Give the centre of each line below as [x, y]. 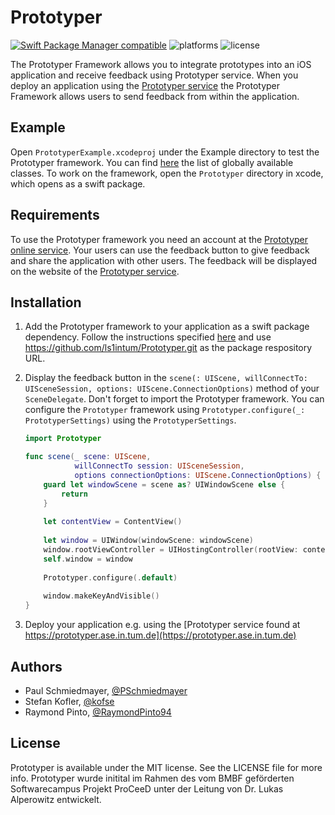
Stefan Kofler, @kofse [69, 701]
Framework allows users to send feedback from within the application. [155, 96]
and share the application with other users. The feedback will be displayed [164, 260]
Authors [36, 666]
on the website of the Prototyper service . [95, 271]
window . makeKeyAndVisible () [101, 596]
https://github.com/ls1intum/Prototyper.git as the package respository [168, 348]
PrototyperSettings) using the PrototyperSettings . [130, 420]
